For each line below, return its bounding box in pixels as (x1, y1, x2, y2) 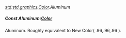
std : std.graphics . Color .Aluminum (5, 4, 70, 10)
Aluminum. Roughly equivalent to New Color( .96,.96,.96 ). (5, 27, 122, 33)
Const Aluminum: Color (5, 15, 52, 21)
